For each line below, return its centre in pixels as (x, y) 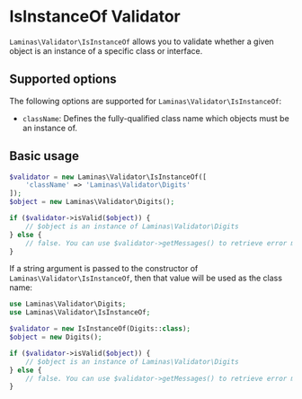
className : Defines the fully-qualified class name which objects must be (155, 118)
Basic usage (44, 156)
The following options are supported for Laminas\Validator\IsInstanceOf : (146, 101)
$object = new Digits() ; (56, 337)
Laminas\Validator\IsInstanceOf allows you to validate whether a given (142, 41)
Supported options (63, 80)
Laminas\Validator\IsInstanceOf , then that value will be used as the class (146, 278)
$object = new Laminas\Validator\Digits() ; (92, 202)
